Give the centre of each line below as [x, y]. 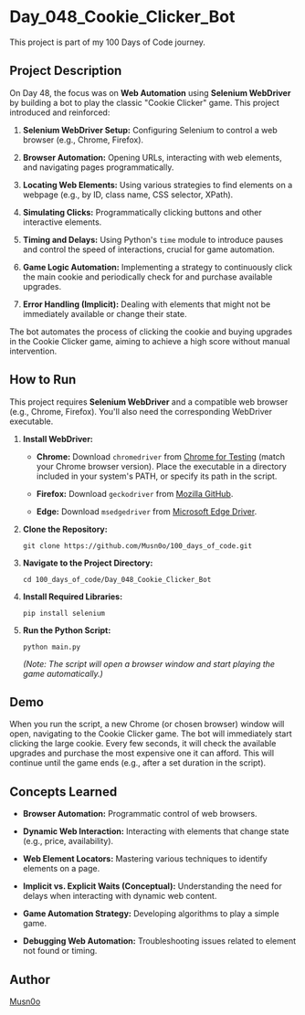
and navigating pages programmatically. [98, 167]
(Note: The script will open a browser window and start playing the [149, 663]
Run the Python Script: [67, 630]
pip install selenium [63, 613]
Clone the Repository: [65, 529]
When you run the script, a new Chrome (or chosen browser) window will [147, 724]
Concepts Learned [63, 792]
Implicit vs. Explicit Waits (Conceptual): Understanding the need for [152, 886]
